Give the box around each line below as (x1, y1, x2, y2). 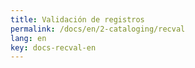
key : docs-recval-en (10, 42, 97, 53)
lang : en (10, 33, 47, 43)
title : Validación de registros (10, 14, 145, 25)
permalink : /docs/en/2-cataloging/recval (10, 24, 186, 34)
